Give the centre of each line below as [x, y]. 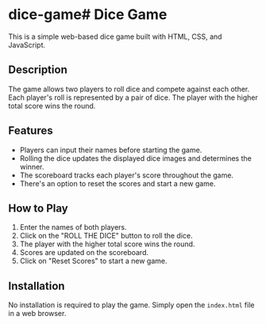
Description [38, 70]
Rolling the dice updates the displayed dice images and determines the [135, 158]
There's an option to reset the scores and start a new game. [118, 183]
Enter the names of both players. [73, 227]
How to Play [39, 208]
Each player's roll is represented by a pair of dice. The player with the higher [133, 97]
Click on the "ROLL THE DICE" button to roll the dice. [106, 236]
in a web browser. [37, 314]
